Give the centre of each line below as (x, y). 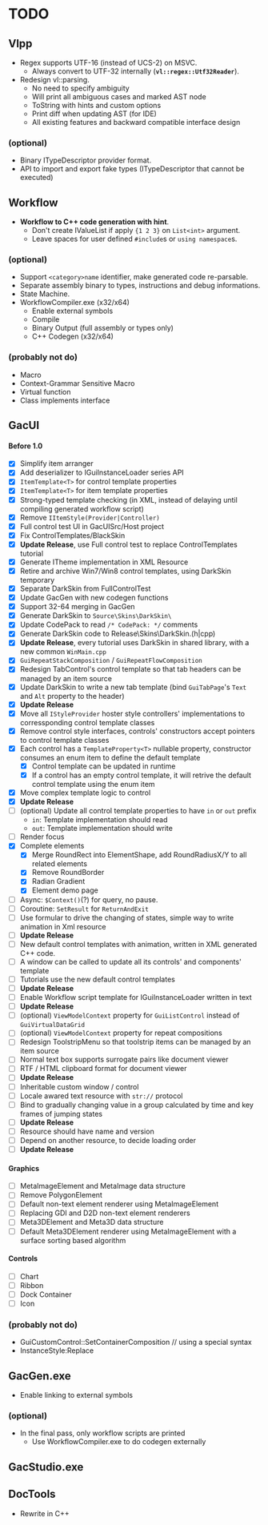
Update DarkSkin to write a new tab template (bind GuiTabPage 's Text (133, 687)
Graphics (24, 1168)
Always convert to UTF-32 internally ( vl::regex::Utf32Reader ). (136, 71)
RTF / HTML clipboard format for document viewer (103, 1069)
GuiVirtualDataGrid (52, 1025)
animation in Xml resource (63, 926)
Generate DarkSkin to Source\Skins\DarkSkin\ (96, 616)
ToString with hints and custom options (96, 105)
